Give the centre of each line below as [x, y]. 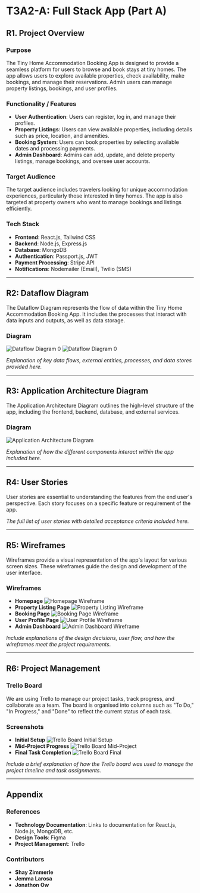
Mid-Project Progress [42, 746]
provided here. [24, 367]
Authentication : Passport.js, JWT [56, 256]
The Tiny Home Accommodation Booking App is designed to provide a [93, 63]
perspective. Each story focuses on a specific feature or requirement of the [99, 503]
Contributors [25, 859]
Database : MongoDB [41, 250]
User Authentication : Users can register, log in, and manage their [96, 117]
